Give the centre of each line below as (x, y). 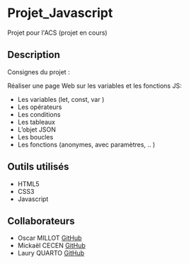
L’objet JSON (37, 130)
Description (34, 55)
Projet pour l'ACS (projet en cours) (57, 33)
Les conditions (39, 114)
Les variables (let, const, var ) (61, 99)
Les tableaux (36, 122)
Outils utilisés (38, 167)
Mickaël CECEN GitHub (52, 246)
